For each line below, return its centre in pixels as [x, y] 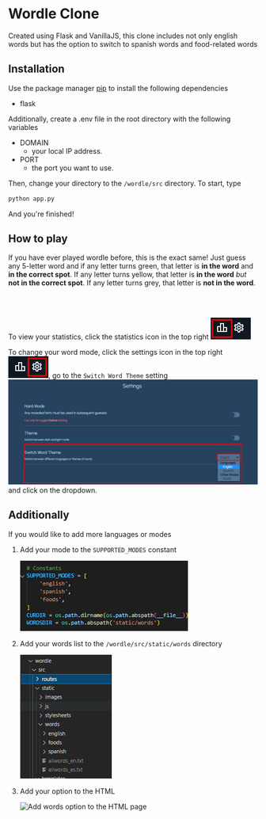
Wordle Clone [54, 14]
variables [23, 127]
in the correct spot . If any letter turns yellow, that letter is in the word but [127, 275]
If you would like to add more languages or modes [90, 534]
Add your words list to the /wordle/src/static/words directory [121, 643]
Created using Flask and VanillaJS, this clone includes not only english [123, 36]
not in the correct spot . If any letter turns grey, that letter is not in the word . [132, 283]
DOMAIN [34, 143]
